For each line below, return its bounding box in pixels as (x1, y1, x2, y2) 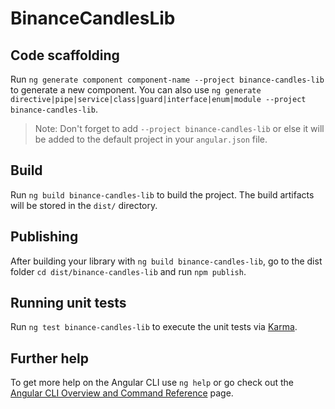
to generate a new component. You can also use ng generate (10, 84, 262, 96)
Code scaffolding (10, 47, 120, 64)
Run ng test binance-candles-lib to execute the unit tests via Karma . (10, 321, 298, 333)
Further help (10, 350, 90, 367)
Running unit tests (10, 295, 127, 312)
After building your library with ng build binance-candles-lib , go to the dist (10, 255, 323, 267)
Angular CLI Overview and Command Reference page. (10, 387, 234, 399)
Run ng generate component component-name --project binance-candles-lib (10, 73, 325, 85)
